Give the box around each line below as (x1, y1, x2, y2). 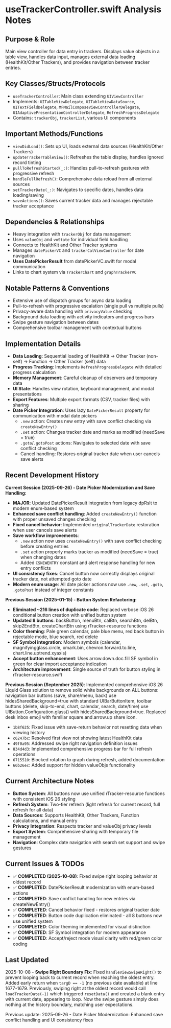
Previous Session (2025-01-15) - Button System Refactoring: (5, 596, 137, 602)
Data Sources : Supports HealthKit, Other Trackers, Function (12, 812, 139, 818)
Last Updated (5, 955, 49, 964)
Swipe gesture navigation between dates (12, 319, 99, 325)
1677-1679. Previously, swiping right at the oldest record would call (5, 985, 146, 992)
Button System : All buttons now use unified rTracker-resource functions (12, 790, 165, 797)
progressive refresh (12, 170, 55, 176)
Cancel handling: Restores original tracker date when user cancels (20, 451, 160, 457)
